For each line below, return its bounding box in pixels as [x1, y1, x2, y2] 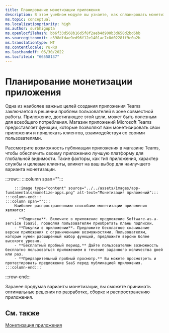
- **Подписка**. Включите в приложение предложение [14, 217, 125, 222]
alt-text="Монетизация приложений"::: [77, 190, 158, 195]
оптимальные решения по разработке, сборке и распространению [5, 289, 150, 295]
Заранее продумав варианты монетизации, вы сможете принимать [5, 284, 151, 290]
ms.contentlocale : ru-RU [5, 45, 57, 50]
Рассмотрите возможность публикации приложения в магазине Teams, [5, 145, 160, 151]
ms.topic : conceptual [5, 17, 51, 22]
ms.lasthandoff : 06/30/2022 [5, 49, 64, 54]
